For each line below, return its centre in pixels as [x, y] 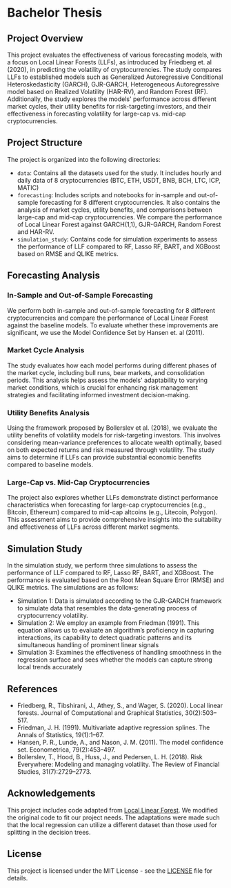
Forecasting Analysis [54, 276]
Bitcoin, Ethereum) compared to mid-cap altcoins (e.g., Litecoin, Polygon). [112, 512]
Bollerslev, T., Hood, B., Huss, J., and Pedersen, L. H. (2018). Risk [110, 757]
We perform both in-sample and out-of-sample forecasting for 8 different [111, 310]
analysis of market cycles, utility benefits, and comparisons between [114, 210]
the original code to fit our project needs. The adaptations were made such [114, 817]
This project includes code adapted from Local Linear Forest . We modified [113, 810]
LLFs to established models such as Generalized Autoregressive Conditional [115, 77]
